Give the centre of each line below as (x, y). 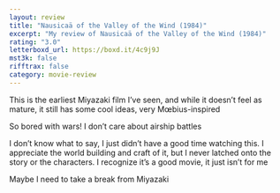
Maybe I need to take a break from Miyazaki (89, 179)
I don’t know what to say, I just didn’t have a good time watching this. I (137, 143)
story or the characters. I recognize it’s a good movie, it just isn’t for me (139, 162)
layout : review (37, 17)
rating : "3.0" (35, 42)
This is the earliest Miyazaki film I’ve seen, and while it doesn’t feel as (136, 100)
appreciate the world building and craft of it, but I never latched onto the (140, 152)
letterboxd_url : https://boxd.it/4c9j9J (85, 50)
